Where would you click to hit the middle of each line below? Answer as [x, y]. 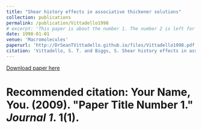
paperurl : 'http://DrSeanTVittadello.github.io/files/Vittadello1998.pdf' [102, 46]
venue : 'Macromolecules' [37, 40]
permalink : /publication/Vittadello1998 [58, 23]
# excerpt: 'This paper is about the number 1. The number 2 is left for [101, 28]
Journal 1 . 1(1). [43, 117]
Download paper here [33, 68]
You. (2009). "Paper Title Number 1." [100, 105]
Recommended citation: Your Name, [98, 92]
